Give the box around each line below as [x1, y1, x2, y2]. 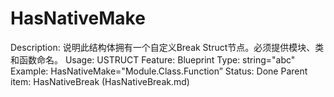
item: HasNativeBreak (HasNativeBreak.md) [10, 75, 190, 87]
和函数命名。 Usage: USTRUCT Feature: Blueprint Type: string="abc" [10, 53, 296, 66]
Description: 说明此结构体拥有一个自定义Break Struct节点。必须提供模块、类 [10, 41, 325, 53]
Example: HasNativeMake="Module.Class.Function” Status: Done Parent [10, 65, 308, 77]
